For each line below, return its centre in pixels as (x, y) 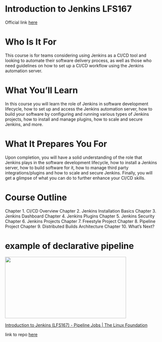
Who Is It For (31, 42)
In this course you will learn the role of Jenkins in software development (77, 104)
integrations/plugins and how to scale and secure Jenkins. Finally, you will (79, 172)
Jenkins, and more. (24, 124)
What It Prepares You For (56, 144)
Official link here (21, 22)
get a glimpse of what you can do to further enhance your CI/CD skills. (75, 178)
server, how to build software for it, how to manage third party (67, 168)
